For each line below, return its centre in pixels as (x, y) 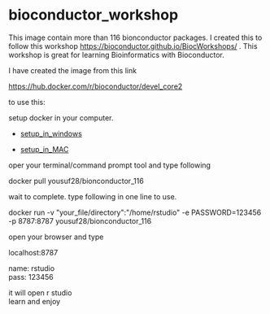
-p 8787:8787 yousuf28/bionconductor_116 (80, 220)
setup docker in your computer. (61, 118)
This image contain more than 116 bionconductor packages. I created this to (135, 37)
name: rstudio (32, 268)
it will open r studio (40, 292)
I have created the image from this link (72, 70)
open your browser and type (56, 237)
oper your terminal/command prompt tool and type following (110, 165)
